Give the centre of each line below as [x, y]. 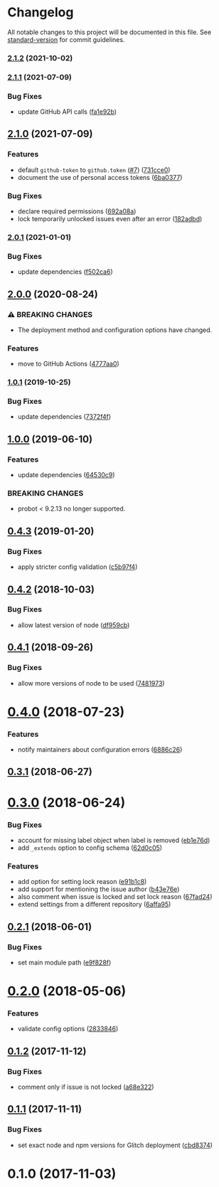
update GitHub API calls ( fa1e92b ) [67, 112]
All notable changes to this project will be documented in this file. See [109, 32]
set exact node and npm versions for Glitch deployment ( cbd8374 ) [115, 1145]
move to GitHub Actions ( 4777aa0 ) [68, 364]
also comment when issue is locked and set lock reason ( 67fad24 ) [115, 897]
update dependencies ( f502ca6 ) [65, 272]
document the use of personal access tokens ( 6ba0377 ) [100, 177]
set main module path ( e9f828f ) [64, 962]
